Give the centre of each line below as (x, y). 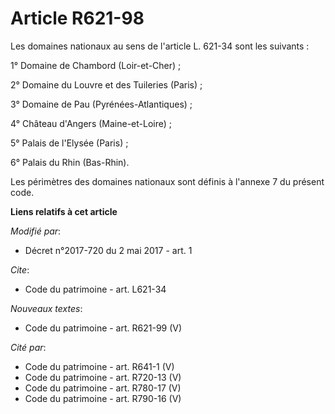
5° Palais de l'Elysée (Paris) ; (69, 143)
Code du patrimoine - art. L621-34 (95, 289)
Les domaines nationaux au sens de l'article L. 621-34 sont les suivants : (160, 46)
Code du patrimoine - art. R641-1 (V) (99, 366)
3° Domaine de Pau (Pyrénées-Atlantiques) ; (101, 104)
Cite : (20, 269)
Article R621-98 (77, 18)
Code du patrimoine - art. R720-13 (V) (103, 377)
